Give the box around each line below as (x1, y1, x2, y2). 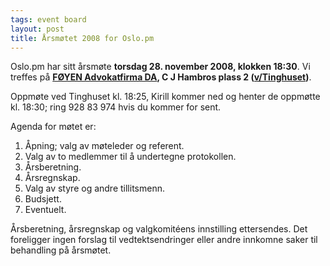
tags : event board (10, 14, 87, 25)
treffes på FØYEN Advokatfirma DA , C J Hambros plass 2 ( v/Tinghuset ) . (10, 71, 312, 83)
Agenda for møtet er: (10, 121, 97, 133)
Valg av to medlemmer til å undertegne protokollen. (24, 151, 237, 163)
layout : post (10, 24, 65, 34)
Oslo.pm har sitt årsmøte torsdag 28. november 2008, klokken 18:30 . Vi (10, 61, 311, 73)
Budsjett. (24, 193, 62, 205)
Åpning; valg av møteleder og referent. (24, 140, 185, 152)
